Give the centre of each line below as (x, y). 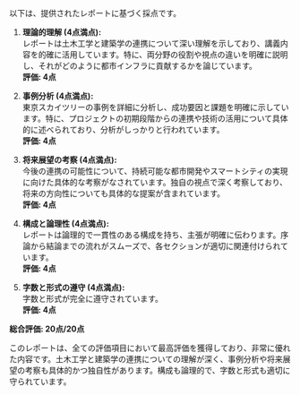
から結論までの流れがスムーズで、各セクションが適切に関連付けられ (155, 246)
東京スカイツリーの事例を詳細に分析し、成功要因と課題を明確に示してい (155, 107)
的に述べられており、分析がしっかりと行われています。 (123, 129)
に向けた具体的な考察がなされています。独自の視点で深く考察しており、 (155, 182)
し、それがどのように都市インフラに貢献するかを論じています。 (139, 66)
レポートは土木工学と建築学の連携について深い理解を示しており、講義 (151, 43)
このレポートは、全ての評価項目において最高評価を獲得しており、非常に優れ (150, 348)
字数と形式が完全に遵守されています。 (92, 299)
